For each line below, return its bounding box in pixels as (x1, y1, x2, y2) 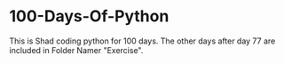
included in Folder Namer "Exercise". (9, 44, 144, 55)
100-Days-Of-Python (9, 6, 170, 27)
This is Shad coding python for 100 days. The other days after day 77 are (9, 35, 276, 46)
